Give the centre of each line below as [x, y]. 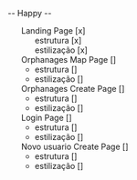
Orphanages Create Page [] [73, 89]
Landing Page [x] [53, 30]
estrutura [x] [58, 40]
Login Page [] [46, 118]
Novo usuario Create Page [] [74, 146]
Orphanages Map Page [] [68, 60]
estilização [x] [61, 50]
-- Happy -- [30, 13]
